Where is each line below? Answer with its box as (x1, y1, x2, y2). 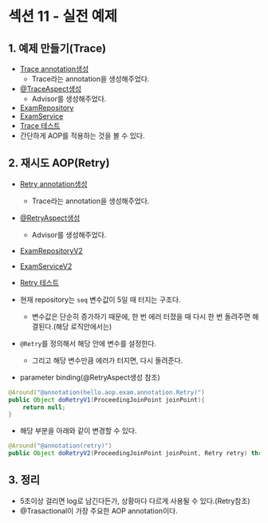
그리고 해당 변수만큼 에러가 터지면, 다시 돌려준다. (31, 356, 183, 365)
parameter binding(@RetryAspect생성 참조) (19, 372, 161, 382)
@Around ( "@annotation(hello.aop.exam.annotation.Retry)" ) (8, 388, 205, 396)
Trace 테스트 (19, 121, 61, 130)
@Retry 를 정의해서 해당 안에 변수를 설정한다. (19, 338, 157, 348)
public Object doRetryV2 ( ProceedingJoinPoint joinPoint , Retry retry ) (8, 450, 248, 458)
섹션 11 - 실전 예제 (8, 7, 118, 26)
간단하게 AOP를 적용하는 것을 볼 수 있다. (19, 131, 145, 140)
